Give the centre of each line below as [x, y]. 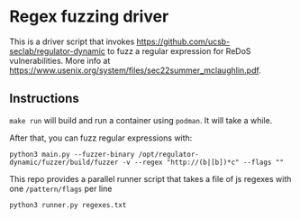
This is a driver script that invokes [72, 41]
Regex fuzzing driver [89, 17]
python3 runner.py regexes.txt [68, 205]
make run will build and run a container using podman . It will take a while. [141, 120]
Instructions [44, 99]
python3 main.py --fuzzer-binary [72, 154]
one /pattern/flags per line [61, 188]
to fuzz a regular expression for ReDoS [179, 50]
